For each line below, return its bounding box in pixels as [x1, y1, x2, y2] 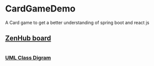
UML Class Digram [5, 54, 51, 61]
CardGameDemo [5, 3, 76, 14]
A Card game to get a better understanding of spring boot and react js [5, 19, 149, 25]
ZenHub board [5, 34, 51, 42]
